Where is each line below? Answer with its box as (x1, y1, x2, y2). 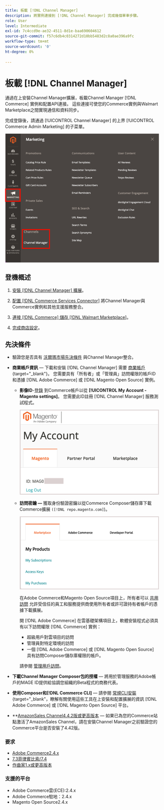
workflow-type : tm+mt (5, 39, 49, 44)
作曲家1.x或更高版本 (12, 762, 52, 768)
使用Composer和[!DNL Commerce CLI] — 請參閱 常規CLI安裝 (12, 690, 137, 696)
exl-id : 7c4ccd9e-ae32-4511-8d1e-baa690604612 (5, 28, 102, 34)
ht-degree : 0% (5, 49, 34, 54)
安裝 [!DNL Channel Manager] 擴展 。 (12, 287, 86, 293)
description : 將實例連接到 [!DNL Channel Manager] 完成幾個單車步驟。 (5, 13, 141, 18)
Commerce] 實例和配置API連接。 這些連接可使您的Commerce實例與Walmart (5, 101, 158, 107)
